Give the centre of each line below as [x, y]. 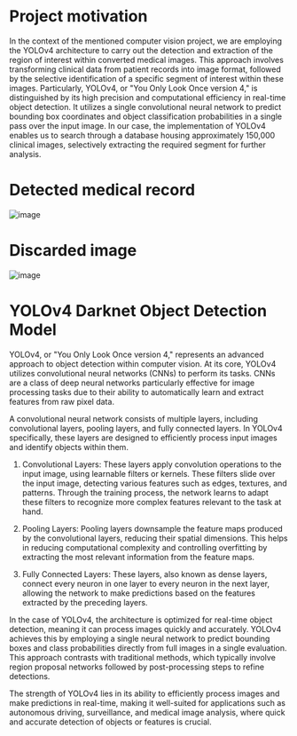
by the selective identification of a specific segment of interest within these [146, 78]
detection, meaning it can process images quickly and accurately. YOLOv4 [145, 629]
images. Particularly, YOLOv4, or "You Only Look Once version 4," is [133, 88]
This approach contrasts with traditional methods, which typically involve [143, 657]
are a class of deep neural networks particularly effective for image [132, 383]
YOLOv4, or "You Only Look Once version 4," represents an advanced [137, 354]
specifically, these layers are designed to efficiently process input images [143, 438]
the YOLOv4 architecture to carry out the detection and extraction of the [141, 50]
